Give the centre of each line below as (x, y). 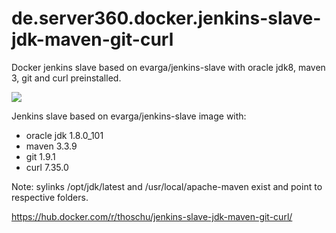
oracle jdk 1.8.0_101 (64, 135)
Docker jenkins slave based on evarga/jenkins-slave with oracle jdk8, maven (168, 67)
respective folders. (50, 197)
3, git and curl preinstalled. (66, 78)
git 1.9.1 (40, 156)
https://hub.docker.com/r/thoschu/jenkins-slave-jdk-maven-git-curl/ (152, 216)
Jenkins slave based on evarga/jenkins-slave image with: (129, 116)
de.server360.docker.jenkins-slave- (166, 18)
